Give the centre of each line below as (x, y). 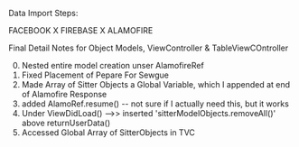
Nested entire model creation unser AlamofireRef (112, 65)
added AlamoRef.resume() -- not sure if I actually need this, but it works (155, 104)
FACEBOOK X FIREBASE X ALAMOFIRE (81, 30)
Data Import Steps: (43, 13)
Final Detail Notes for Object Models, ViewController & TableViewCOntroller (149, 48)
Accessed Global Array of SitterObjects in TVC (108, 133)
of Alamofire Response (64, 94)
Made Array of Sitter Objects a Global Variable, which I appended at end (156, 84)
